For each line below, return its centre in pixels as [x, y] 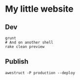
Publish [17, 62]
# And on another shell [29, 42]
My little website [39, 9]
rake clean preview [25, 47]
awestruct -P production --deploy [40, 73]
